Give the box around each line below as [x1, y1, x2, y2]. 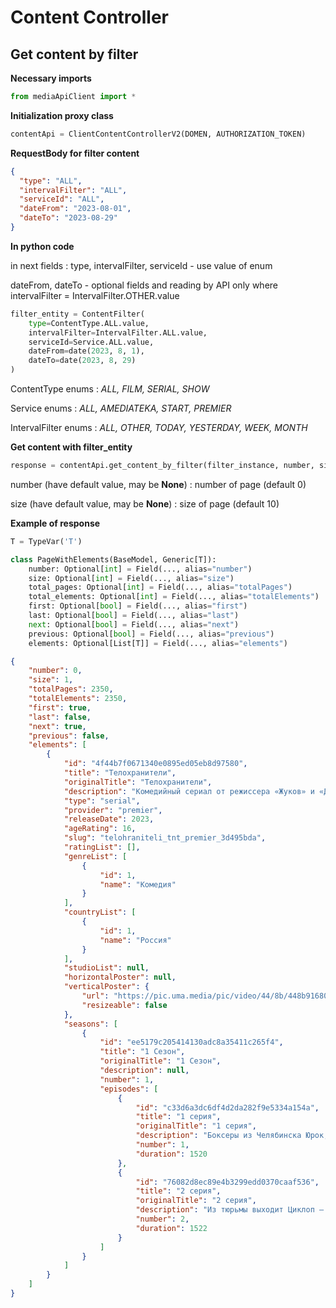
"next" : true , [28, 721, 87, 731]
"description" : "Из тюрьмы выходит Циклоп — [135, 1205, 325, 1215]
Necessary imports [10, 72, 92, 84]
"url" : [81, 991, 110, 1001]
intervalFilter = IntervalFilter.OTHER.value [10, 289, 180, 301]
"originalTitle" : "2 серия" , [135, 1196, 257, 1206]
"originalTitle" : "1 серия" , [135, 1121, 257, 1131]
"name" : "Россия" [99, 935, 172, 945]
